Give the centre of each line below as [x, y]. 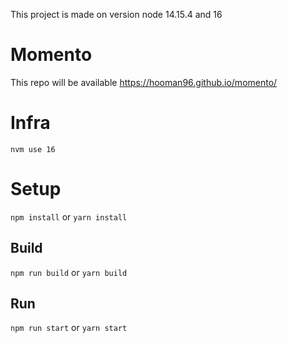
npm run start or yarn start [69, 328]
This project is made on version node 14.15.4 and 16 [116, 14]
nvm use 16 [33, 149]
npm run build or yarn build [69, 272]
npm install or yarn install [69, 216]
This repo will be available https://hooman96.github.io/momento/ [144, 82]
